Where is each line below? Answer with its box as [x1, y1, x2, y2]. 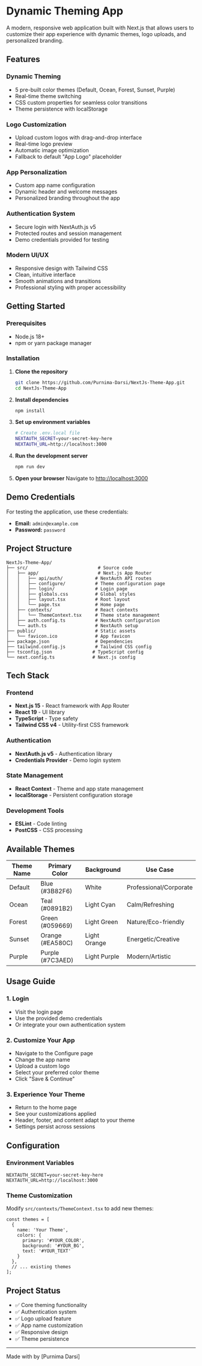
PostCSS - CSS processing [14, 827, 83, 834]
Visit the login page [14, 1008, 63, 1015]
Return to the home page [14, 1104, 77, 1111]
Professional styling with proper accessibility [14, 284, 126, 291]
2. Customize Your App [6, 1036, 75, 1044]
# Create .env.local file [14, 430, 80, 436]
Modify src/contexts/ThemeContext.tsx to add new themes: [6, 1205, 154, 1212]
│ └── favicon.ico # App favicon [6, 633, 130, 639]
